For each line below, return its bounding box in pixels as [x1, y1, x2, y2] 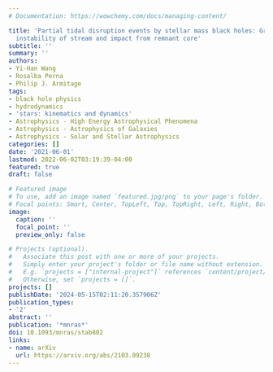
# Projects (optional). [8, 245, 89, 253]
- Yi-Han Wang [8, 64, 57, 73]
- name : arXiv [8, 344, 57, 352]
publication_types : [8, 298, 75, 306]
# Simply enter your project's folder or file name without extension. [8, 260, 264, 269]
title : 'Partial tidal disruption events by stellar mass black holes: [8, 26, 256, 35]
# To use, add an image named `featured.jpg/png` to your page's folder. [8, 193, 264, 201]
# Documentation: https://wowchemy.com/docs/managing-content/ [8, 11, 227, 20]
